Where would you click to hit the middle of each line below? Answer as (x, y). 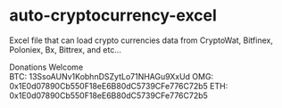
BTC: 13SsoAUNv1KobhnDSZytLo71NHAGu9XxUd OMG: (112, 76)
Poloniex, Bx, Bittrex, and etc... (66, 49)
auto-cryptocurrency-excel (113, 16)
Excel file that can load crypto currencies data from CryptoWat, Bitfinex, (141, 40)
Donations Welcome (46, 67)
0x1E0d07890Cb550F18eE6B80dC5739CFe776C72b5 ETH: (119, 86)
